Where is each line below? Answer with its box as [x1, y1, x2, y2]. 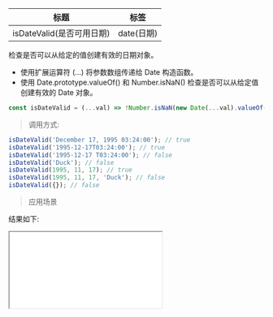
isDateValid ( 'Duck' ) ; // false [8, 158, 115, 167]
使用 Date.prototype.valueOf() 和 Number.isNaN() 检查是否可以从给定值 [19, 77, 259, 87]
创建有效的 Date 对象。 [19, 88, 97, 97]
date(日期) [117, 28, 158, 39]
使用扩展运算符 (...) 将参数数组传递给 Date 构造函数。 [19, 67, 198, 76]
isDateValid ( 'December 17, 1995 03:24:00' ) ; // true [8, 136, 191, 144]
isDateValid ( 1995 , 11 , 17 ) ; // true [8, 166, 132, 174]
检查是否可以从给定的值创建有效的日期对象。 [8, 50, 158, 59]
